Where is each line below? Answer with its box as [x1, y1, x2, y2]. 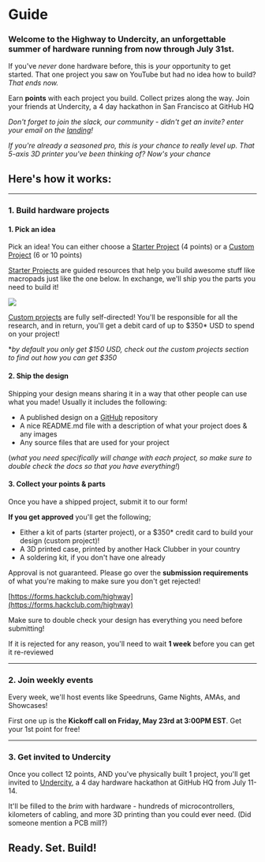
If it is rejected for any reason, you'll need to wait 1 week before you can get [8, 639, 255, 648]
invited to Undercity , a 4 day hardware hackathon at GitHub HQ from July [8, 778, 247, 787]
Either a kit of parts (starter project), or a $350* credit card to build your [19, 527, 254, 537]
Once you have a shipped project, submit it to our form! [8, 497, 188, 506]
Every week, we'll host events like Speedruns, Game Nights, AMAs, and [8, 692, 241, 702]
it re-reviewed [8, 647, 54, 657]
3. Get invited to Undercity [8, 751, 111, 763]
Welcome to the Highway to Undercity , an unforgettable [8, 34, 226, 45]
